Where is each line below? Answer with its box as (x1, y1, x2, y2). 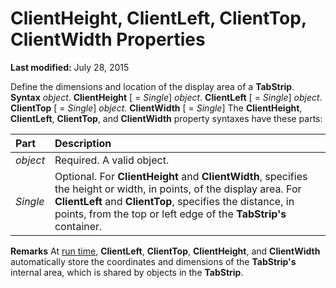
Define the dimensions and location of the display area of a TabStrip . (10, 80, 295, 92)
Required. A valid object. (54, 153, 170, 167)
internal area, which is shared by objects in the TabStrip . (10, 266, 244, 278)
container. (54, 219, 103, 233)
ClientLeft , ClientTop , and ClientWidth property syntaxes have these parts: (10, 112, 323, 124)
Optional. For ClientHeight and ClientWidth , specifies (54, 169, 308, 183)
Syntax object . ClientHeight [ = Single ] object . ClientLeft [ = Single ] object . (10, 91, 323, 103)
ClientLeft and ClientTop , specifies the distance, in (54, 194, 295, 208)
